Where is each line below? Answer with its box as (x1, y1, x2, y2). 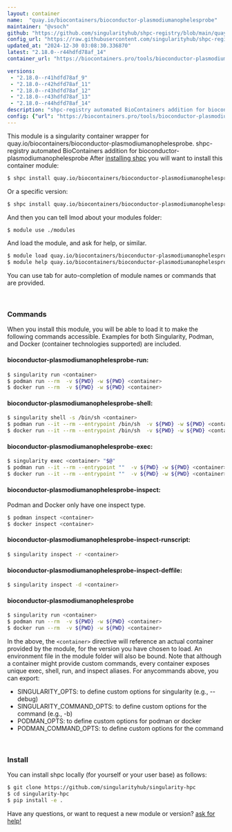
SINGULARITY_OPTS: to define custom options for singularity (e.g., (17, 687, 209, 696)
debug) (17, 694, 39, 703)
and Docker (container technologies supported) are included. (7, 340, 182, 348)
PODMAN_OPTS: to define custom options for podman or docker (17, 716, 202, 725)
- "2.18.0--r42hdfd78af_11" (10, 80, 91, 87)
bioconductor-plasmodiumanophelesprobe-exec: (7, 442, 153, 450)
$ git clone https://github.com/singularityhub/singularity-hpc (7, 784, 196, 791)
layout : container (7, 10, 60, 17)
